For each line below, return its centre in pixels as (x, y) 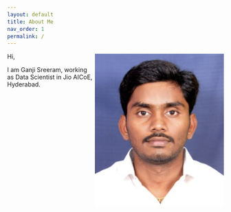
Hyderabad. (24, 84)
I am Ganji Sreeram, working (47, 70)
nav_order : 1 (26, 29)
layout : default (30, 14)
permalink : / (26, 36)
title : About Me (30, 22)
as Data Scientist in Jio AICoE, (50, 77)
